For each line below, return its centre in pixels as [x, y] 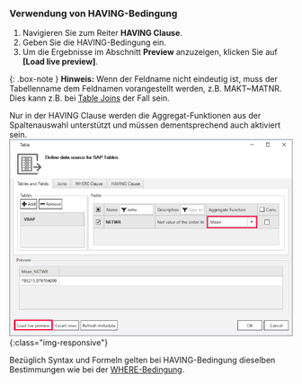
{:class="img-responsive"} [59, 342]
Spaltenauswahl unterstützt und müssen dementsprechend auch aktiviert [145, 125]
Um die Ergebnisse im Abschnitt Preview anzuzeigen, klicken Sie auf [150, 52]
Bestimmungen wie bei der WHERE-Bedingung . [97, 369]
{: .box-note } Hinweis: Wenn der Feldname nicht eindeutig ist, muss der [144, 79]
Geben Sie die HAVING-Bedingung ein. [94, 42]
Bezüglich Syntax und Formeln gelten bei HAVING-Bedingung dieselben [142, 360]
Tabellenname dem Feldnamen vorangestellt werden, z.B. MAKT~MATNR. [146, 89]
